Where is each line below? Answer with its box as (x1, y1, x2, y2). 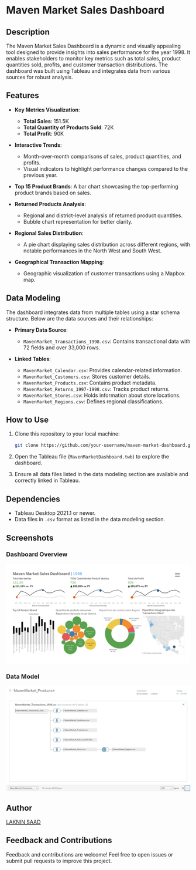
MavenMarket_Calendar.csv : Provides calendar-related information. (23, 366, 183, 373)
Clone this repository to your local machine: (14, 430, 120, 437)
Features (6, 90, 39, 100)
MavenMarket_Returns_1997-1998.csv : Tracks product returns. (23, 385, 170, 392)
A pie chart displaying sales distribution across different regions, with (23, 241, 191, 248)
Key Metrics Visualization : (14, 106, 80, 113)
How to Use (6, 415, 49, 425)
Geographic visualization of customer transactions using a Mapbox (23, 269, 185, 276)
